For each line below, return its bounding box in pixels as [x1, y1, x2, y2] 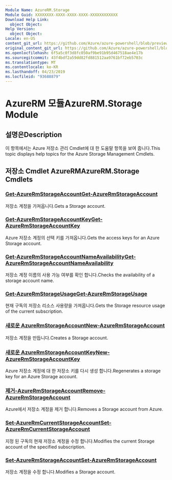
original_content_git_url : [5, 46, 63, 51]
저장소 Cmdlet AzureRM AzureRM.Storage [5, 167, 140, 176]
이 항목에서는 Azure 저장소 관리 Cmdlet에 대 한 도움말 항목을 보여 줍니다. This [5, 145, 160, 151]
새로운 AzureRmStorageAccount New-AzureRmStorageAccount [5, 322, 165, 329]
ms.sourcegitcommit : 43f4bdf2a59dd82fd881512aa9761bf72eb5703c [5, 55, 143, 60]
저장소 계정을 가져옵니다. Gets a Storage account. [5, 203, 106, 209]
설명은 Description [5, 130, 62, 139]
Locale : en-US [5, 36, 36, 41]
